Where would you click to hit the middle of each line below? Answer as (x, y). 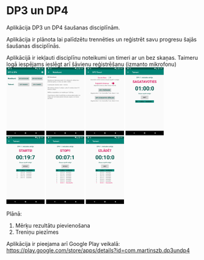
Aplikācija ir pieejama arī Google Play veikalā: (63, 244)
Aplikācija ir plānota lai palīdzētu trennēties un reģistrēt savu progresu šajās (102, 39)
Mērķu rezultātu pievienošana (53, 226)
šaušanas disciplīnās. (34, 46)
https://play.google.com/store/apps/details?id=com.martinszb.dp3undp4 (98, 250)
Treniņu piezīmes (37, 232)
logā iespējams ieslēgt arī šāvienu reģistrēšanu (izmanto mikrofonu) (92, 64)
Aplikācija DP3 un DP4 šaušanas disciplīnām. (63, 27)
